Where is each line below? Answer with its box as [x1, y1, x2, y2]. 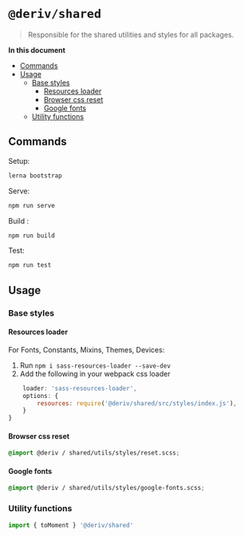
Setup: [8, 156, 30, 165]
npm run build [8, 231, 56, 240]
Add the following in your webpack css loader [19, 368, 171, 378]
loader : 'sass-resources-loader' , [22, 384, 137, 392]
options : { [22, 392, 59, 400]
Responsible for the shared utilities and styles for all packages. [27, 30, 234, 39]
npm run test [8, 261, 52, 269]
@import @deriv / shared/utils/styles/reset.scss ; [8, 449, 180, 457]
